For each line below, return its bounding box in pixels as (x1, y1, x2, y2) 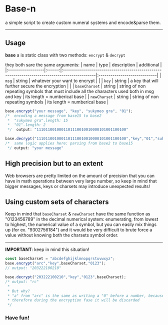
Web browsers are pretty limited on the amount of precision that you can (5, 172, 155, 178)
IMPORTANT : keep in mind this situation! (5, 246, 89, 252)
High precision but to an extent (5, 159, 103, 168)
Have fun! (5, 314, 29, 321)
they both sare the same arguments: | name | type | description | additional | (5, 61, 162, 67)
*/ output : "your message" (7, 145, 64, 150)
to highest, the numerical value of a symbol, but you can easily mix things (5, 221, 156, 227)
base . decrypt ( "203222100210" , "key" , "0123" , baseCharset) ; (5, 274, 126, 279)
